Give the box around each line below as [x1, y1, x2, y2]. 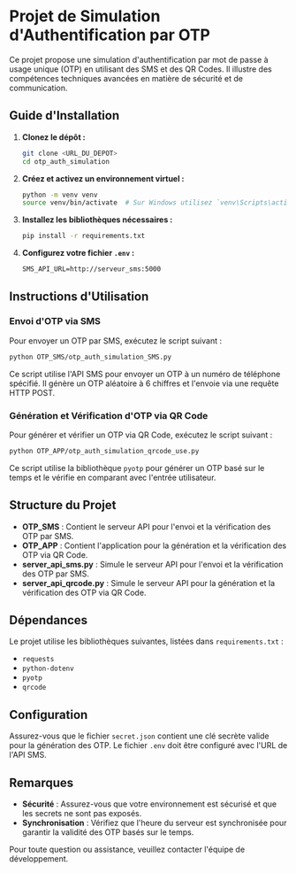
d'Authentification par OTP [9, 25, 210, 45]
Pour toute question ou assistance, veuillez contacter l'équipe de [9, 844, 246, 855]
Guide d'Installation [9, 108, 120, 123]
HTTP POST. [9, 387, 56, 398]
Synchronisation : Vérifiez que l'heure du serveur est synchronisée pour [21, 817, 287, 829]
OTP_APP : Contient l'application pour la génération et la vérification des [21, 540, 287, 551]
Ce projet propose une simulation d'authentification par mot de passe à [9, 54, 269, 65]
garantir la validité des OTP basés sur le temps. [21, 827, 194, 838]
